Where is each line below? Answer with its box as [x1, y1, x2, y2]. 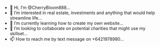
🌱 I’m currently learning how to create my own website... [9, 20, 124, 26]
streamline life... [9, 15, 43, 21]
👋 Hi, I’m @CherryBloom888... [9, 5, 70, 10]
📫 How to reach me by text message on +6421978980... [9, 36, 124, 42]
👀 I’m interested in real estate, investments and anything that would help [9, 10, 155, 16]
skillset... [9, 31, 28, 36]
